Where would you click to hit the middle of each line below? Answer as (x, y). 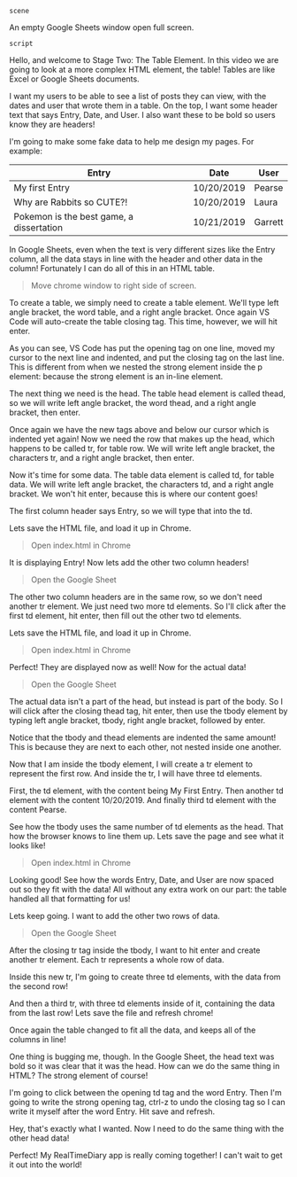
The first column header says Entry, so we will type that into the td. (131, 511)
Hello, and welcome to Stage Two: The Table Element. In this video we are (144, 60)
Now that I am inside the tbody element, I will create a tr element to (131, 764)
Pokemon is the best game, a (74, 217)
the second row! (39, 986)
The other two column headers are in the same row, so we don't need (136, 597)
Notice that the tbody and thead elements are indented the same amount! (143, 737)
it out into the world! (46, 1165)
